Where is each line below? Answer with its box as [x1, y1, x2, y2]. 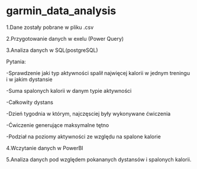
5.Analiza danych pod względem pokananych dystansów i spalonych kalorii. [6, 155, 192, 163]
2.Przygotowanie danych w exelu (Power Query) [6, 35, 124, 42]
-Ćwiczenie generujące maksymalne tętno [6, 121, 109, 128]
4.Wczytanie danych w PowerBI [6, 144, 84, 151]
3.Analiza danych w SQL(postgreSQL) [6, 46, 99, 54]
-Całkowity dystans [6, 99, 54, 106]
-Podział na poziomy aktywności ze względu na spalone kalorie [6, 133, 161, 140]
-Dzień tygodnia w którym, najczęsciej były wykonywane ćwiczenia [6, 110, 171, 117]
